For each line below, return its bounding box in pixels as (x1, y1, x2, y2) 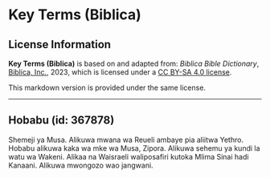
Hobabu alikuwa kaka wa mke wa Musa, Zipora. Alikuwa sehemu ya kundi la (8, 143, 260, 153)
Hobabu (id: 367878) (8, 114, 115, 127)
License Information (8, 38, 111, 51)
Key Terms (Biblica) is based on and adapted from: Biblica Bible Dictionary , (8, 59, 260, 68)
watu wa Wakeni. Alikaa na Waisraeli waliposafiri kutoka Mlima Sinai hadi (8, 152, 249, 161)
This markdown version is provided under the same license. (8, 83, 207, 92)
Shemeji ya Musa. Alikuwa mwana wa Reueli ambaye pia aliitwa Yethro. (8, 135, 243, 144)
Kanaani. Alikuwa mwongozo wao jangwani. (8, 160, 154, 170)
